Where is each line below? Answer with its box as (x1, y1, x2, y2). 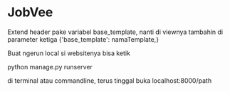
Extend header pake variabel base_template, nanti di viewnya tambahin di (7, 28, 223, 36)
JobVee (7, 4, 53, 21)
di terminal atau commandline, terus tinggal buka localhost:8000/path (7, 76, 212, 85)
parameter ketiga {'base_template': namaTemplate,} (7, 35, 159, 43)
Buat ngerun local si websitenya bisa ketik (7, 49, 130, 57)
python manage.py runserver (7, 62, 93, 71)
